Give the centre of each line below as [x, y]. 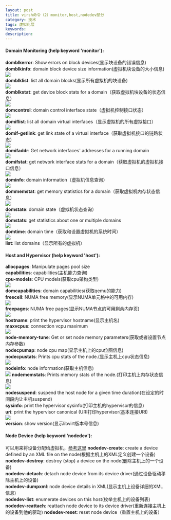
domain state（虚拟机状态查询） [62, 209]
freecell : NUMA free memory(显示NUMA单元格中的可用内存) [70, 297]
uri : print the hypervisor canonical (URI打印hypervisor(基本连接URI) [77, 412]
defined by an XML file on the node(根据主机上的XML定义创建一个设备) [80, 454]
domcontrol [18, 110]
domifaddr [17, 151]
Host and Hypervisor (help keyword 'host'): [53, 255]
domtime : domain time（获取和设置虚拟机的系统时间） [63, 231]
